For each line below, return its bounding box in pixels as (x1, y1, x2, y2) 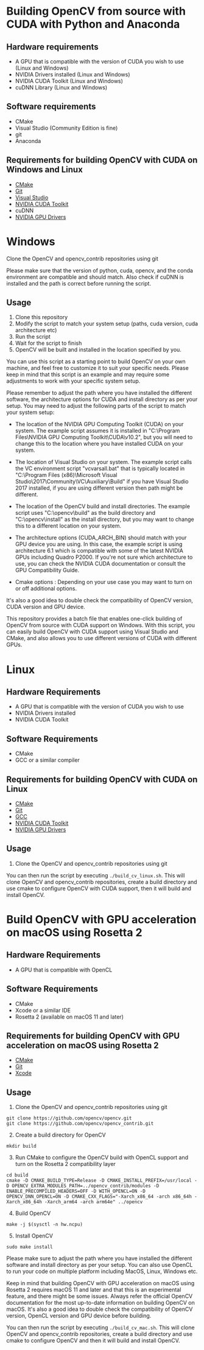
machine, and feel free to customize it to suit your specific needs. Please (6, 364, 189, 372)
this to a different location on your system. (15, 522, 122, 529)
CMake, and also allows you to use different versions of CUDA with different (6, 635, 197, 642)
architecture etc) (15, 326, 57, 334)
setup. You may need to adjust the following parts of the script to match (6, 402, 186, 410)
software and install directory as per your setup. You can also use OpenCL (6, 1261, 193, 1269)
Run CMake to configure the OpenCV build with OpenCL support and (15, 1154, 189, 1161)
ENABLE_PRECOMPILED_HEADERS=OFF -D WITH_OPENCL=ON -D (6, 1188, 146, 1195)
